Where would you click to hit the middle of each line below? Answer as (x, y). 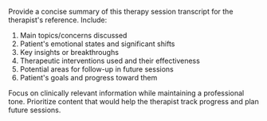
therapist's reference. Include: (58, 20)
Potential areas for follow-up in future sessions (96, 69)
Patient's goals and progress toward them (88, 78)
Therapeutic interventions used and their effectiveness (110, 60)
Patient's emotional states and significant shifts (97, 44)
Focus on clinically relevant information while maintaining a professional (126, 93)
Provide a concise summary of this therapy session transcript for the (121, 12)
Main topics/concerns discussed (73, 35)
